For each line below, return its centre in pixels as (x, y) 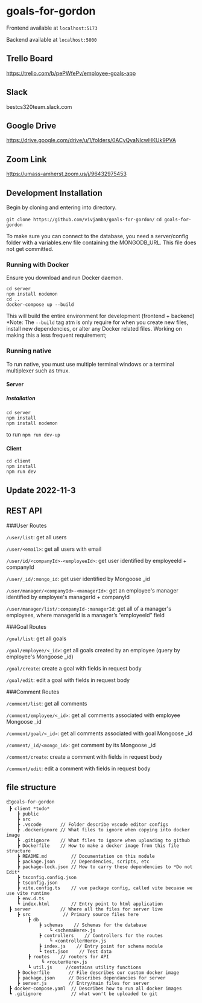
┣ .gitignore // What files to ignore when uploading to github (103, 841)
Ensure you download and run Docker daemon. (65, 278)
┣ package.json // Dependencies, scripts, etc (83, 862)
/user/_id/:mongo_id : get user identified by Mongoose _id (78, 579)
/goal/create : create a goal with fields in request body (74, 668)
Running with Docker (38, 264)
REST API (24, 511)
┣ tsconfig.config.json (47, 878)
